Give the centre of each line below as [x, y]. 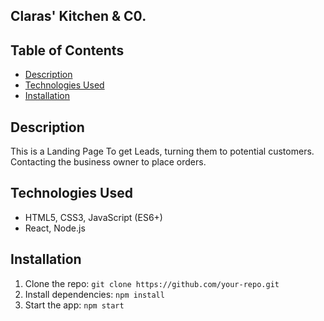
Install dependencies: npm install [94, 294]
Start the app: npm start [74, 305]
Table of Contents [67, 50]
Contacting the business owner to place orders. [108, 162]
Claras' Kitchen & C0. [78, 16]
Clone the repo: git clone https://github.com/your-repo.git [152, 283]
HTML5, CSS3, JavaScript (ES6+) [93, 217]
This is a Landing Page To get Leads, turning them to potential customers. [162, 151]
